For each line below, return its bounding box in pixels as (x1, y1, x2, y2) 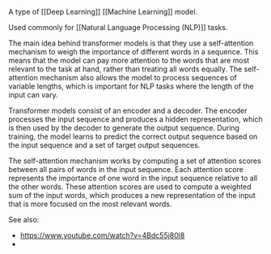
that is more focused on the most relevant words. (8, 199, 172, 209)
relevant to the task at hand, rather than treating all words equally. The (8, 64, 243, 74)
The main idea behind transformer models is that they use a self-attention (8, 38, 254, 48)
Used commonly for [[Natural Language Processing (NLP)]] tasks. (8, 23, 228, 32)
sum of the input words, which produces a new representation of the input (8, 191, 256, 200)
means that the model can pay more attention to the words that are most (8, 56, 250, 65)
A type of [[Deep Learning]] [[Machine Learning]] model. (8, 7, 198, 16)
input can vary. (8, 90, 58, 100)
